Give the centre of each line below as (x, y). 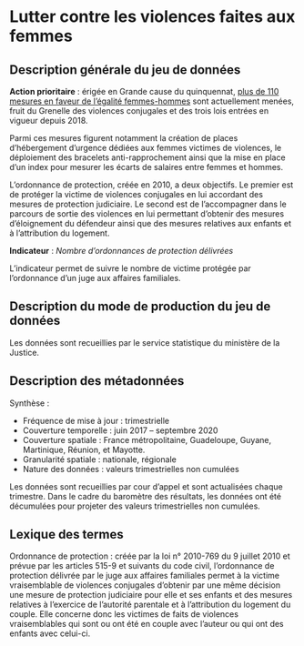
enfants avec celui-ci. (50, 633)
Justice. (24, 352)
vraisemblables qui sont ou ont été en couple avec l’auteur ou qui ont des (147, 624)
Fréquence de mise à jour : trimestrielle (96, 420)
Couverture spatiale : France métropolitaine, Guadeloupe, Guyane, (147, 439)
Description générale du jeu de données (125, 70)
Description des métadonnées (97, 381)
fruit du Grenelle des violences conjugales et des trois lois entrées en (139, 111)
